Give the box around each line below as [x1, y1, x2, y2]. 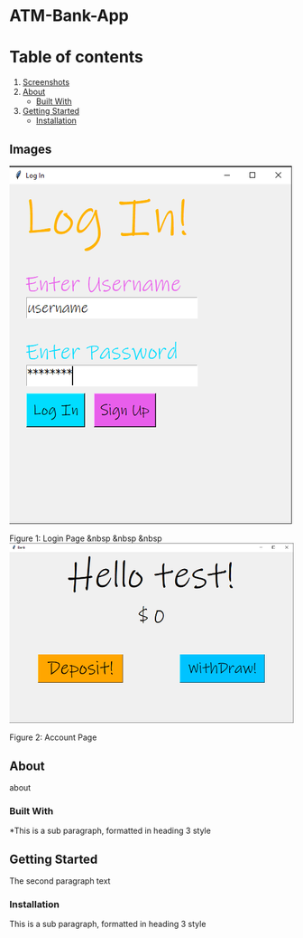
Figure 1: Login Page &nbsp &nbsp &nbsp [9, 533, 162, 544]
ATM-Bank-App [9, 5, 129, 26]
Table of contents [9, 47, 144, 68]
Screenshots [22, 77, 70, 88]
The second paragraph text [9, 876, 111, 886]
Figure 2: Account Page [9, 732, 97, 743]
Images [9, 141, 52, 156]
